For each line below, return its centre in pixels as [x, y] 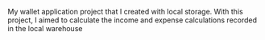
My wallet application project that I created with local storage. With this [125, 12]
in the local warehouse [45, 28]
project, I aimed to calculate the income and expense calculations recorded [132, 20]
